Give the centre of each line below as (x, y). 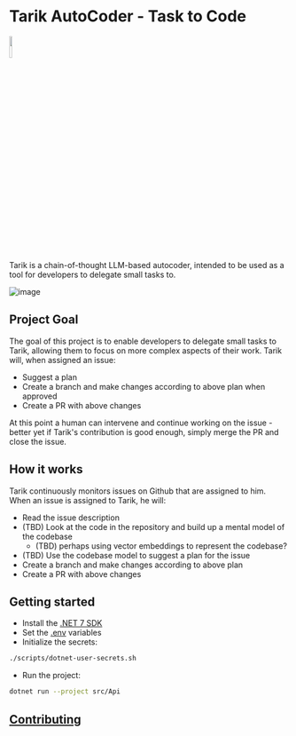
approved (39, 396)
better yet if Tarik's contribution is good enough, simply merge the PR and (144, 431)
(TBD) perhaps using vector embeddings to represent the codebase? (161, 546)
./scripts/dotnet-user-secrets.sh (73, 659)
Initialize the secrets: (60, 642)
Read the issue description (70, 518)
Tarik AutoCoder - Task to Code (128, 16)
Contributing (45, 720)
